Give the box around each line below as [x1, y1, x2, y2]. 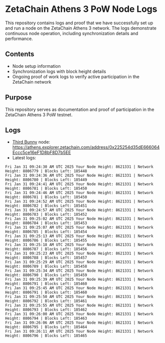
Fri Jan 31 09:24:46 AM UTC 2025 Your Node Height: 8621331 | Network [5, 191, 154, 196]
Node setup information [12, 63, 61, 69]
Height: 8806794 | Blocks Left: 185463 [5, 316, 87, 321]
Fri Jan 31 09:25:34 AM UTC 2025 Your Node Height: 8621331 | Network [5, 268, 154, 273]
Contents [5, 50, 35, 58]
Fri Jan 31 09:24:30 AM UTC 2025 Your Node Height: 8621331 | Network [5, 164, 154, 169]
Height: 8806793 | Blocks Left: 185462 [5, 307, 87, 312]
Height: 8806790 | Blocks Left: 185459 [5, 273, 87, 278]
